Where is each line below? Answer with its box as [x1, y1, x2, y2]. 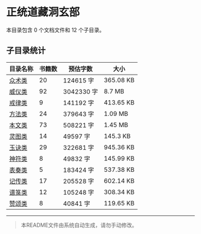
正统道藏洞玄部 [6, 5, 80, 19]
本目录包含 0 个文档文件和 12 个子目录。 [6, 26, 105, 33]
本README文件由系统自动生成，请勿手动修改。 [20, 221, 138, 229]
